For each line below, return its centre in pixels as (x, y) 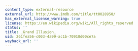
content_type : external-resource (39, 9)
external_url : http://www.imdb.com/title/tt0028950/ (60, 14)
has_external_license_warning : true (43, 18)
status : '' (16, 28)
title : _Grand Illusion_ (31, 32)
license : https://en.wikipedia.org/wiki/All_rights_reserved (69, 23)
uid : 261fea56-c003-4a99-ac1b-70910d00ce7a (51, 37)
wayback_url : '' (22, 41)
